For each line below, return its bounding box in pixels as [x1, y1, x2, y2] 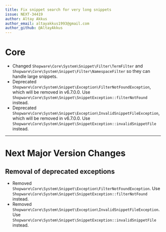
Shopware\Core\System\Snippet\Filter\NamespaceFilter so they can [12, 68, 151, 74]
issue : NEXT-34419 [5, 12, 43, 17]
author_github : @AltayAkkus [5, 26, 63, 31]
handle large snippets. [12, 73, 58, 79]
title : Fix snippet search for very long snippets [5, 7, 112, 12]
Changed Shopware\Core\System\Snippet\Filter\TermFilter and [12, 63, 143, 69]
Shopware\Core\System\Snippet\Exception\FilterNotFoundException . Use [12, 186, 161, 192]
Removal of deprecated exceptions [5, 167, 115, 175]
